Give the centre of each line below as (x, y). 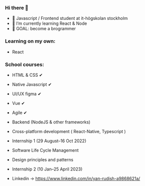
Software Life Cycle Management (45, 150)
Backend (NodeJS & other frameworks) (51, 122)
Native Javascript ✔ (32, 84)
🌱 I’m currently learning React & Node (49, 23)
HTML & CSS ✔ (27, 75)
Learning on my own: (30, 41)
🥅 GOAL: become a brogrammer (44, 29)
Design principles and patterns (43, 159)
